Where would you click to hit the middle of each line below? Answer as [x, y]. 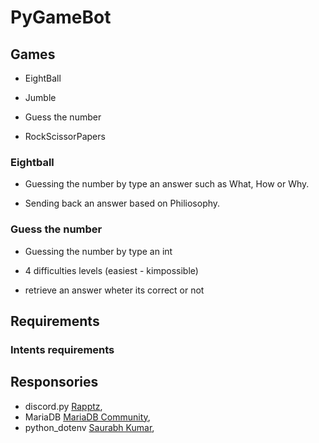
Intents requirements [62, 349]
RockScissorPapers [65, 136]
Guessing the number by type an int [98, 251]
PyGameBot [61, 17]
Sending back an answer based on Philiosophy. [122, 203]
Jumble [40, 97]
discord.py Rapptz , [63, 406]
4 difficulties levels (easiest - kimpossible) [111, 270]
